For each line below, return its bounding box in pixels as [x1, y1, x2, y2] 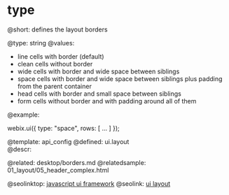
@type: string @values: [7, 38, 75, 47]
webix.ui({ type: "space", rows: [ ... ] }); [7, 124, 120, 132]
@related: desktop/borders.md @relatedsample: [7, 158, 146, 166]
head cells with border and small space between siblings [17, 89, 182, 98]
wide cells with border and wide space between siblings [17, 67, 180, 75]
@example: [7, 110, 40, 119]
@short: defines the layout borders [7, 25, 108, 34]
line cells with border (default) [17, 52, 104, 61]
